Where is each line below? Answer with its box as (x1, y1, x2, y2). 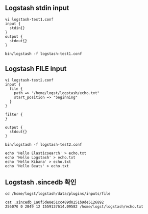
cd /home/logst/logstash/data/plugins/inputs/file (5, 191, 111, 196)
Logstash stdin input (5, 4, 70, 12)
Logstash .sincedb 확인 (5, 178, 77, 187)
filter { (5, 112, 23, 117)
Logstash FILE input (5, 65, 67, 73)
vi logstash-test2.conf (5, 78, 54, 82)
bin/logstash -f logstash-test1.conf (5, 51, 82, 56)
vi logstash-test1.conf (5, 17, 54, 22)
